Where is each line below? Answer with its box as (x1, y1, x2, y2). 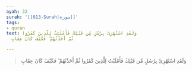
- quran (6, 25, 26, 31)
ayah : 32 (6, 8, 28, 15)
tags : (6, 19, 20, 25)
